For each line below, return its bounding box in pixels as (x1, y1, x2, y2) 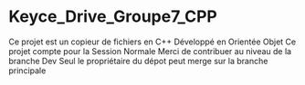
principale (8, 65, 47, 76)
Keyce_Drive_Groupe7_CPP (8, 6, 218, 27)
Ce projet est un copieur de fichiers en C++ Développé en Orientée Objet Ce (8, 36, 297, 47)
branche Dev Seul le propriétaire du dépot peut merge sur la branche (8, 55, 268, 66)
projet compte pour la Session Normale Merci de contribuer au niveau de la (8, 45, 292, 56)
